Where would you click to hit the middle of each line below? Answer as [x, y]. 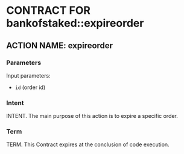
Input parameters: [28, 75]
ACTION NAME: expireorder [60, 45]
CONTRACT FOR [48, 11]
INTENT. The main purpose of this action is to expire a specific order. [92, 116]
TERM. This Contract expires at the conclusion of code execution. [88, 144]
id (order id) [30, 87]
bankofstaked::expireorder [75, 23]
